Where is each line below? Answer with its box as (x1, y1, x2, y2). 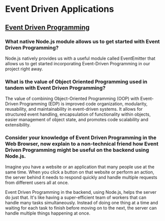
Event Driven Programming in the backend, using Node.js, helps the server (5, 189, 157, 195)
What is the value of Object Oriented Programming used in (5, 78, 148, 85)
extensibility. (5, 122, 31, 128)
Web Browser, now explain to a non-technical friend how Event (5, 140, 159, 147)
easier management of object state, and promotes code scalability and (5, 117, 149, 123)
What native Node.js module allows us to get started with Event (5, 38, 160, 45)
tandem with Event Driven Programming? (5, 84, 106, 91)
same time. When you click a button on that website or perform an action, (5, 169, 154, 175)
